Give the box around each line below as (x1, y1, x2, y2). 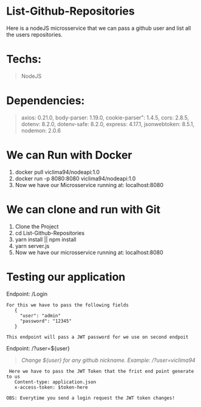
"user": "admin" (19, 313, 61, 319)
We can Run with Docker (6, 148, 132, 162)
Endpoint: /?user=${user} (6, 344, 70, 352)
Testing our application (6, 270, 126, 284)
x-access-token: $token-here (14, 384, 88, 391)
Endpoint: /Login (6, 290, 48, 297)
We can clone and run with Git (6, 202, 161, 216)
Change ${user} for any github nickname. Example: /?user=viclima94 (21, 356, 196, 364)
